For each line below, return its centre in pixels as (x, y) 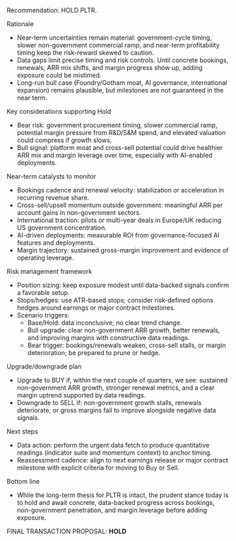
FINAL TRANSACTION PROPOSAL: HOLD (66, 531)
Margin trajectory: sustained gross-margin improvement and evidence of (123, 250)
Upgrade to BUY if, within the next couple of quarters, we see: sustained (122, 380)
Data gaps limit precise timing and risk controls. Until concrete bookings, (123, 60)
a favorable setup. (43, 292)
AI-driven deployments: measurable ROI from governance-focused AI (118, 235)
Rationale (20, 24)
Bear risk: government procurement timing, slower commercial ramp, (117, 125)
